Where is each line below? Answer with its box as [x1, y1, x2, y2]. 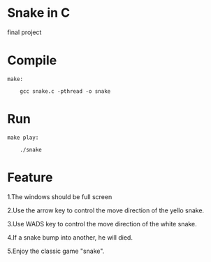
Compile [7, 52, 57, 68]
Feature [7, 170, 53, 185]
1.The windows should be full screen [7, 192, 112, 201]
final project [7, 28, 42, 36]
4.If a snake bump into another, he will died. [7, 233, 133, 242]
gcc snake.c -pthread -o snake [20, 87, 111, 95]
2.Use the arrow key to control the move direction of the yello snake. [7, 206, 205, 214]
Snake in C [7, 5, 71, 21]
